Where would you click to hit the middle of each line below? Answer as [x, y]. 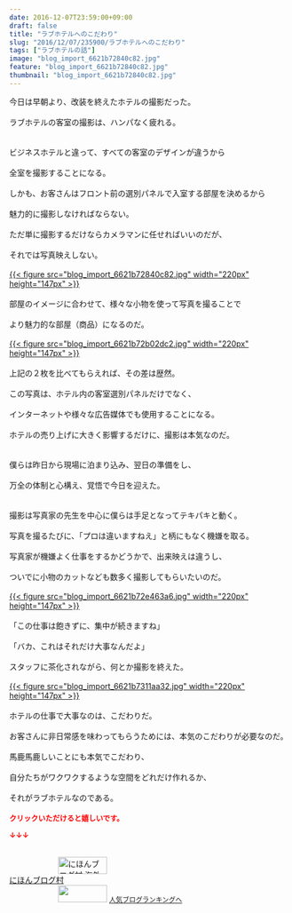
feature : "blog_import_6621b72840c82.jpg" [89, 67]
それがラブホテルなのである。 [63, 798]
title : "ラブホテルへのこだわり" [63, 34]
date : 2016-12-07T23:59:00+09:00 [71, 17]
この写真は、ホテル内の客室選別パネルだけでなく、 [103, 393]
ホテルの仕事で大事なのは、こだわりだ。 [83, 715]
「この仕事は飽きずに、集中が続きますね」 [87, 625]
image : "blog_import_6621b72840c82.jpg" [85, 59]
